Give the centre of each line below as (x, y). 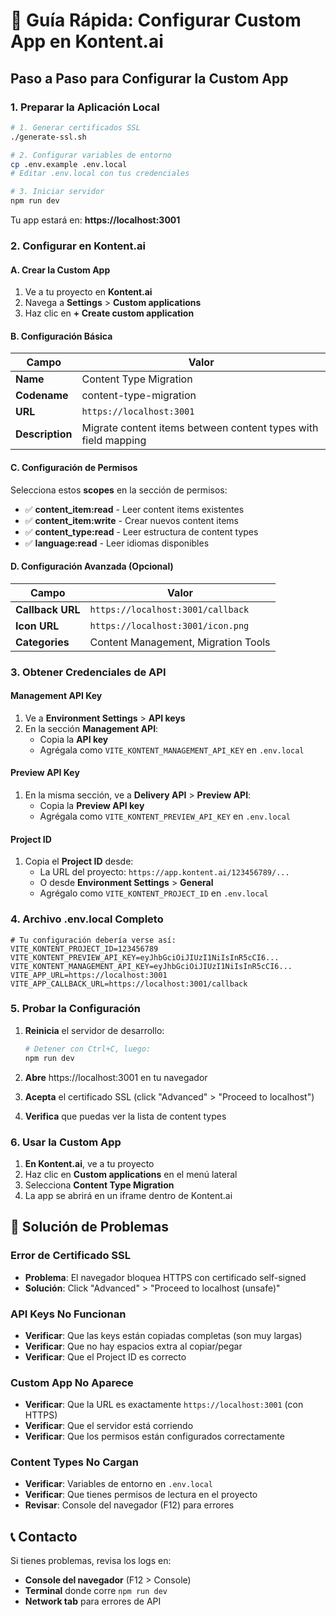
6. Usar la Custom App (66, 1142)
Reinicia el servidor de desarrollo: (94, 1030)
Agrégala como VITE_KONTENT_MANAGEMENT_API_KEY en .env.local (172, 750)
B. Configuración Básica (61, 336)
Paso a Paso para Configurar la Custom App (149, 78)
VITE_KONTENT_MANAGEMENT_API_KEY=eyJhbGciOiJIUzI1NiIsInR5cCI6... (151, 966)
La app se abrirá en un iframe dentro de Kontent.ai (128, 1195)
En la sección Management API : (91, 728)
